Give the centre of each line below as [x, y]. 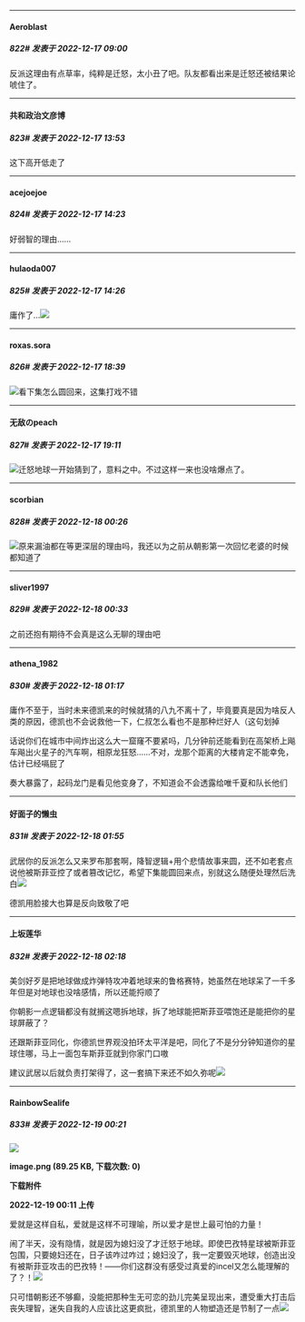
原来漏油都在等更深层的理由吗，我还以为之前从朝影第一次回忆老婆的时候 [153, 546]
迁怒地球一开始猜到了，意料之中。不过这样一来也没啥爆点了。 [134, 469]
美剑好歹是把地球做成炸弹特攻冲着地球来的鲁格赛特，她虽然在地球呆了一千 [148, 981]
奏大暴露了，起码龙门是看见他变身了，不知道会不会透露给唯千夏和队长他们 [148, 783]
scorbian [27, 499]
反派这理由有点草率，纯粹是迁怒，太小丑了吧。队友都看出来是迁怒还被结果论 [152, 73]
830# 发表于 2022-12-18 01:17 [67, 686]
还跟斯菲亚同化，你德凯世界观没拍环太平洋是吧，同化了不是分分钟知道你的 [148, 1042]
